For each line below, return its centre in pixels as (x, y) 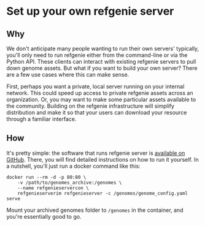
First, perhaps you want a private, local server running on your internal (95, 86)
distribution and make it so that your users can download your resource (97, 112)
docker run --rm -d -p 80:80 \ (46, 177)
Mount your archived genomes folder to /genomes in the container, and (95, 210)
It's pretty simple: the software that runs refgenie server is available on (96, 153)
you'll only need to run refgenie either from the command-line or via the (97, 55)
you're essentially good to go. (44, 216)
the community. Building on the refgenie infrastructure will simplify (91, 106)
